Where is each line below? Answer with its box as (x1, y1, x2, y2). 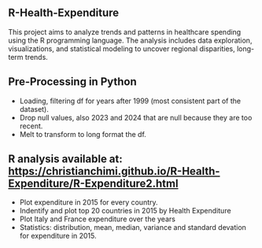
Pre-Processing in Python (8, 75, 138, 89)
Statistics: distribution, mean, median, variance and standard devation (19, 223, 246, 232)
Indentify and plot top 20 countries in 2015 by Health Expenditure (19, 206, 231, 216)
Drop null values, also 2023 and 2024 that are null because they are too (19, 113, 253, 122)
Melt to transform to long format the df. (19, 129, 147, 139)
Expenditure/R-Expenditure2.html (8, 177, 179, 191)
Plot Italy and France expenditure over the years (19, 214, 175, 224)
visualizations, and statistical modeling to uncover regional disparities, (8, 43, 236, 54)
